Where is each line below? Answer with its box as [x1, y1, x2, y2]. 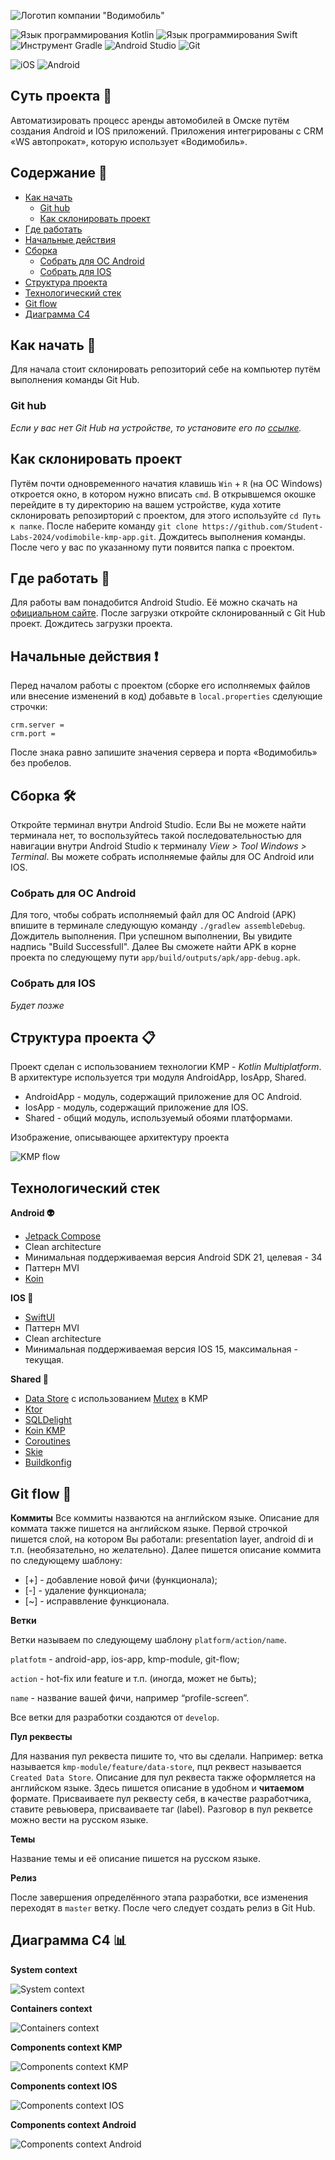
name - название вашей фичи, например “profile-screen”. [10, 1692, 250, 1704]
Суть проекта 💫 [10, 88, 113, 105]
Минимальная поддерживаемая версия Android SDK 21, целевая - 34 [24, 1251, 323, 1264]
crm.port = [10, 729, 56, 739]
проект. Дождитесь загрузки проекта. [10, 618, 173, 630]
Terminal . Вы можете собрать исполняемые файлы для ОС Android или [10, 850, 315, 862]
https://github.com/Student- [202, 521, 324, 532]
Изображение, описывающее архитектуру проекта [10, 1131, 230, 1144]
